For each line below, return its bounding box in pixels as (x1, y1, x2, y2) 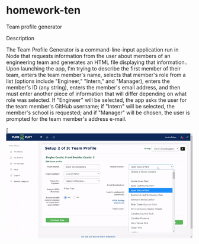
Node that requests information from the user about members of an (6, 52, 171, 59)
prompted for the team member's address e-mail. (6, 115, 127, 122)
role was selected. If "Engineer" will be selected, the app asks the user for (6, 96, 187, 104)
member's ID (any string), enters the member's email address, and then (6, 84, 181, 91)
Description (6, 34, 34, 41)
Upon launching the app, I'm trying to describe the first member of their (6, 65, 181, 72)
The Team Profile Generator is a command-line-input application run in (6, 46, 179, 53)
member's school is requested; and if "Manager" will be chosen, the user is (6, 109, 190, 116)
